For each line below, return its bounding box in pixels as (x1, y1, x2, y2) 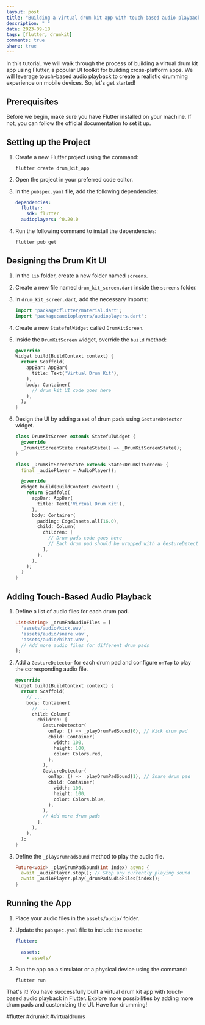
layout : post (6, 9, 40, 15)
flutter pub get (15, 239, 57, 245)
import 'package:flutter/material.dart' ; (15, 307, 123, 313)
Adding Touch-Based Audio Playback (6, 591, 152, 602)
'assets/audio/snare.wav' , (21, 630, 90, 637)
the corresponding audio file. (15, 665, 88, 673)
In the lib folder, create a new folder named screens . (15, 272, 148, 279)
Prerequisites (6, 97, 59, 107)
